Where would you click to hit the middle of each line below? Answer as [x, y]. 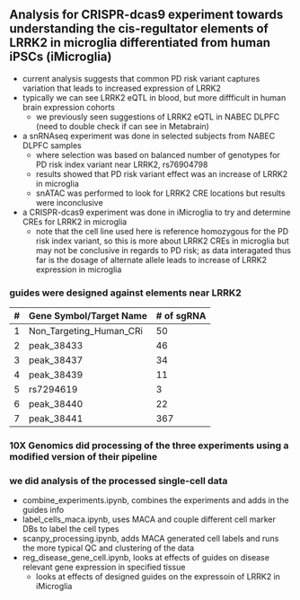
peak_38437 [56, 360]
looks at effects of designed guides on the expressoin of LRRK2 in [158, 577]
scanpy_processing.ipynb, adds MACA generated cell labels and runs [150, 539]
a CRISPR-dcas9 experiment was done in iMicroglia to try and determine [156, 212]
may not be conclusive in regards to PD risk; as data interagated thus [163, 250]
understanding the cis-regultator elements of [139, 29]
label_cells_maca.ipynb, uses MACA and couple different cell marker [149, 519]
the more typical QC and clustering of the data [108, 548]
